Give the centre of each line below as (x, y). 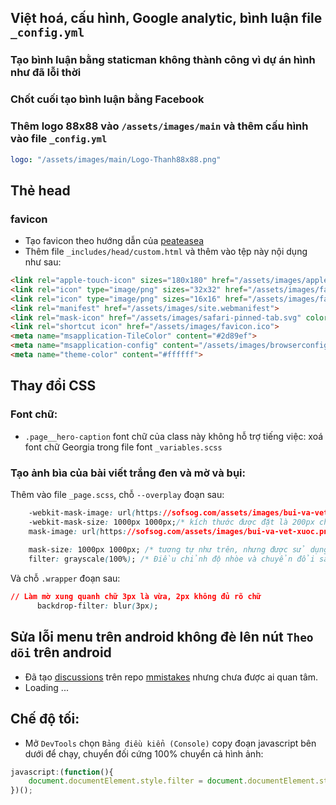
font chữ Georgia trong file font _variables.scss (123, 447)
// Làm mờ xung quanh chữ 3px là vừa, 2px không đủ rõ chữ (136, 597)
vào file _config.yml (59, 139)
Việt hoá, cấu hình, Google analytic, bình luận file (166, 18)
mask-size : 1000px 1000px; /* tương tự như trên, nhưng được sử (167, 550)
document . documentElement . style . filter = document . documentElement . (174, 781)
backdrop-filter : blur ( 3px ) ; (97, 606)
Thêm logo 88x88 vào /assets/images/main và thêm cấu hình (159, 126)
